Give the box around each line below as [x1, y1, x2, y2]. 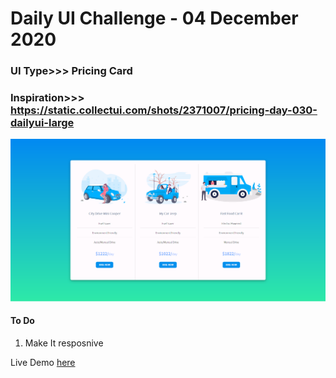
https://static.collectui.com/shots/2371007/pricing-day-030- [10, 103, 318, 117]
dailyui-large [10, 116, 75, 130]
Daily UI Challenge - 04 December [10, 7, 299, 30]
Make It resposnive [24, 337, 104, 349]
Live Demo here [10, 356, 76, 368]
